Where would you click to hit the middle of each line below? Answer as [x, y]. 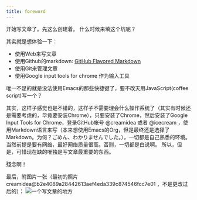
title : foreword [26, 11]
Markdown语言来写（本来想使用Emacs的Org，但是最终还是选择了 [90, 130]
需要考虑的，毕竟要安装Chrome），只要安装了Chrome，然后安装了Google [99, 115]
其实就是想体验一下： [32, 41]
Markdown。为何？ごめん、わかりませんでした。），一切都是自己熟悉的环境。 [98, 137]
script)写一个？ [24, 95]
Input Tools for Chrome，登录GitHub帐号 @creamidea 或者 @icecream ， [95, 122]
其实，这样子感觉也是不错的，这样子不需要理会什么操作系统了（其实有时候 [96, 108]
